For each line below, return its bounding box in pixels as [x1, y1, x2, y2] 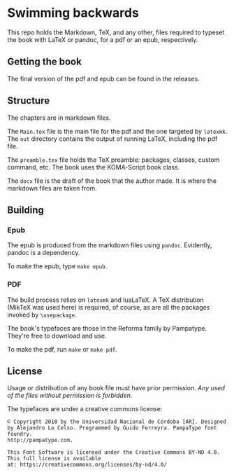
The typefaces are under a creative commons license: [7, 405, 163, 413]
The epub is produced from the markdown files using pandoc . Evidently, [7, 241, 212, 249]
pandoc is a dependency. [7, 249, 80, 257]
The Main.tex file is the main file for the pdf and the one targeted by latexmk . [7, 127, 228, 135]
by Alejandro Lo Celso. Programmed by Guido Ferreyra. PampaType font [7, 425, 217, 432]
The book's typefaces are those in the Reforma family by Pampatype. [7, 324, 207, 332]
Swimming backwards [7, 5, 140, 21]
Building [7, 204, 44, 216]
